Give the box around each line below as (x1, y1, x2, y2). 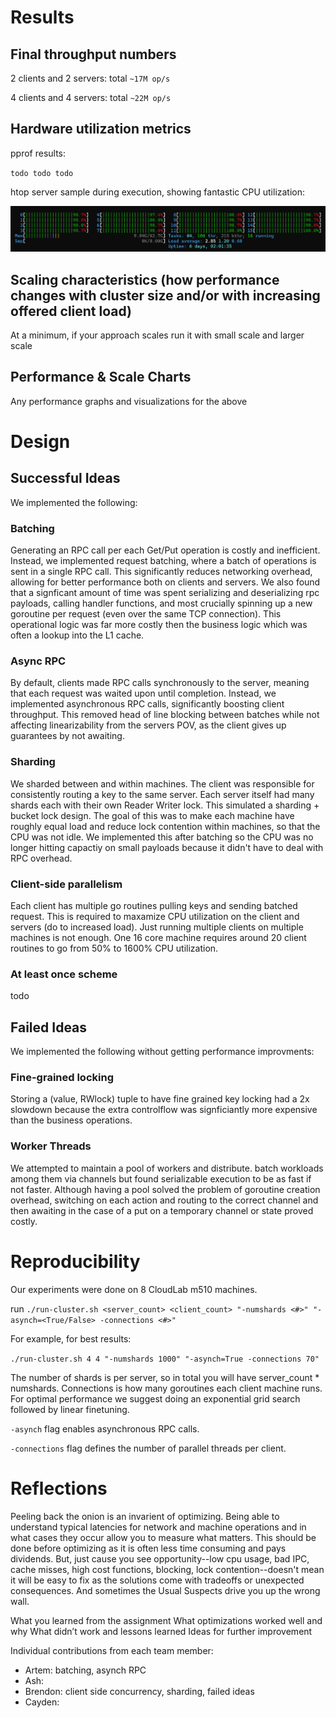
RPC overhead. (10, 852, 73, 864)
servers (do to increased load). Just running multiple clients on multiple (10, 921, 304, 933)
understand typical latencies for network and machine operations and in (10, 1521, 307, 1533)
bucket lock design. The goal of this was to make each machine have (10, 809, 295, 821)
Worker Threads (10, 1139, 92, 1153)
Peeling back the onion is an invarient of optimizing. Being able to (10, 1510, 280, 1522)
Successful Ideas (10, 470, 121, 487)
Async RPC (10, 654, 67, 668)
